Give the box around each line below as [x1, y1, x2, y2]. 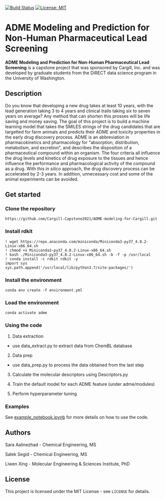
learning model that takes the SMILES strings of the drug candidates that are [5, 124, 161, 130]
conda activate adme [5, 311, 48, 316]
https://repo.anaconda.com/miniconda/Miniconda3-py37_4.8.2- [20, 239, 149, 244]
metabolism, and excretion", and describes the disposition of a [5, 144, 132, 150]
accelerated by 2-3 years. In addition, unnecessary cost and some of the [5, 171, 153, 177]
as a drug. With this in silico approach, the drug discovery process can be [5, 166, 155, 172]
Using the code [5, 322, 42, 329]
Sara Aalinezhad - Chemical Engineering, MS [5, 442, 97, 448]
